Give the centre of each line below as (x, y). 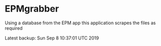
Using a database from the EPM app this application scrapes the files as (80, 23)
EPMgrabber (32, 9)
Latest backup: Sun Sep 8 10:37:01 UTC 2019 (52, 38)
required (14, 28)
